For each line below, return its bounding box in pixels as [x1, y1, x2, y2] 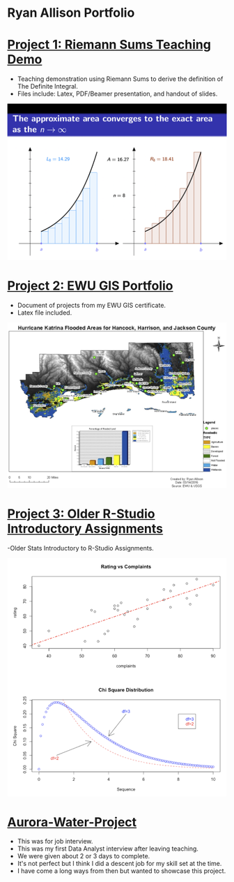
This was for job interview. [17, 837, 93, 846]
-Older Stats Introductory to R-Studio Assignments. [7, 544, 155, 553]
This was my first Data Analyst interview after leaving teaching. [17, 844, 198, 853]
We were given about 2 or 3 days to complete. [17, 852, 150, 860]
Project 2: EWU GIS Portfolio [7, 278, 173, 294]
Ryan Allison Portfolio [7, 5, 135, 21]
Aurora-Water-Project [7, 814, 137, 830]
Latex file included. [17, 308, 72, 317]
